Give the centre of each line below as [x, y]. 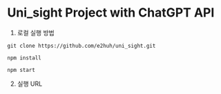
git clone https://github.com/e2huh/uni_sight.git [81, 46]
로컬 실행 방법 [36, 32]
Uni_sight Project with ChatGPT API [111, 13]
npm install [24, 58]
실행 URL [30, 84]
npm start [21, 70]
